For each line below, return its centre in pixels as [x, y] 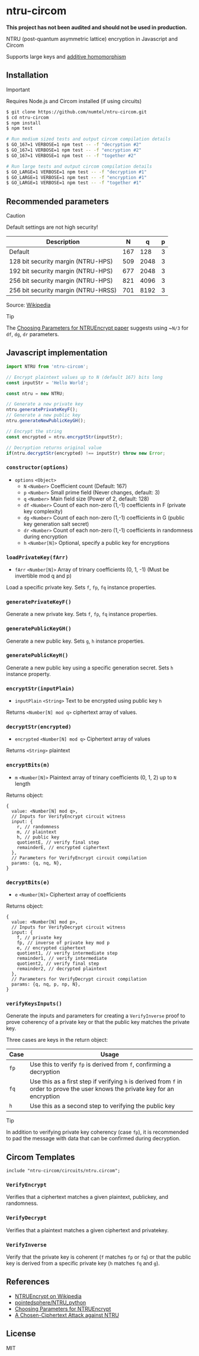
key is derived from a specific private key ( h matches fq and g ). [83, 1264]
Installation [27, 75]
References [28, 1282]
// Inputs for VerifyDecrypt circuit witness [69, 927]
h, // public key [38, 837]
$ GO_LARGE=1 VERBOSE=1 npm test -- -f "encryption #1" [76, 177]
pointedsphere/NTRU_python [50, 1302]
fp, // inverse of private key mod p [63, 943]
